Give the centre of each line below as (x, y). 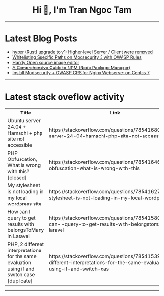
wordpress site (24, 204)
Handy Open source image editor (46, 62)
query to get (21, 218)
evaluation (20, 262)
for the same (22, 256)
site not (16, 139)
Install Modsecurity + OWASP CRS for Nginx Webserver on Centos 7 (81, 72)
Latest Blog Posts (41, 38)
